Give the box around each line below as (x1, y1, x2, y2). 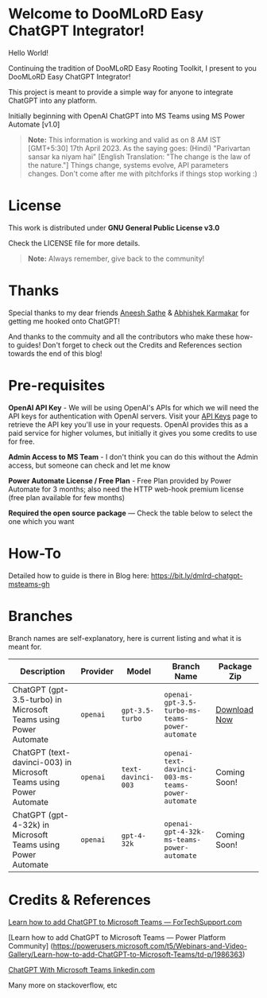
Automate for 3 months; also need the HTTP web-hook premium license (8, 484, 244, 494)
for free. (8, 437, 35, 446)
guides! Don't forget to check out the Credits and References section (16, 340, 242, 350)
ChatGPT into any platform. (8, 95, 98, 105)
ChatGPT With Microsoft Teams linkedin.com (8, 965, 155, 974)
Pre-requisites (8, 377, 106, 394)
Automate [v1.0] (8, 119, 60, 129)
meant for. (8, 642, 42, 651)
